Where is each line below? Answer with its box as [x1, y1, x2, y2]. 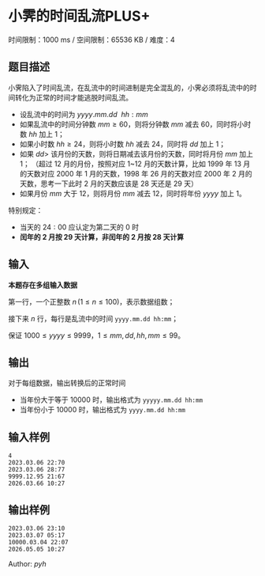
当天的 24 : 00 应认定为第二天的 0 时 [19, 222, 140, 232]
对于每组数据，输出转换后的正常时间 [8, 378, 126, 388]
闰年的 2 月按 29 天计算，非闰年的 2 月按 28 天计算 [19, 232, 184, 241]
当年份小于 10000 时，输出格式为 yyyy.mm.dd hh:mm [19, 405, 186, 415]
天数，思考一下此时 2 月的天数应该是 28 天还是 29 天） [19, 179, 199, 188]
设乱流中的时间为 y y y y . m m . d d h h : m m [19, 109, 148, 119]
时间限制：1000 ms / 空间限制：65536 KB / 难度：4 [8, 35, 175, 44]
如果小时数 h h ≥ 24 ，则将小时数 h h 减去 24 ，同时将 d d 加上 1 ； [19, 139, 226, 149]
